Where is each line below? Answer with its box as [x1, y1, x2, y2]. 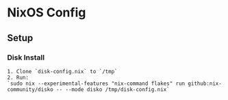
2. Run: [7, 74, 29, 81]
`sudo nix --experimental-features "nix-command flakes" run [7, 80, 186, 87]
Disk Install [7, 53, 45, 62]
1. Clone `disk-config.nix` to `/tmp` [7, 68, 118, 75]
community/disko [7, 86, 53, 93]
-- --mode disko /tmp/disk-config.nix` [55, 86, 170, 93]
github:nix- [188, 80, 223, 87]
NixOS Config [7, 5, 86, 21]
